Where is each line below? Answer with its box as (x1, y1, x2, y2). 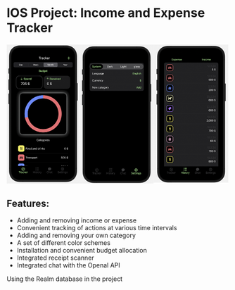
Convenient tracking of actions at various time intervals (16, 224, 177, 232)
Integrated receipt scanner (16, 253, 94, 262)
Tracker (6, 20, 53, 36)
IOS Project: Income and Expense (6, 5, 205, 21)
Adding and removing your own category (16, 231, 136, 240)
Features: (6, 197, 50, 209)
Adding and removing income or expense (16, 216, 137, 225)
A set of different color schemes (16, 239, 110, 247)
